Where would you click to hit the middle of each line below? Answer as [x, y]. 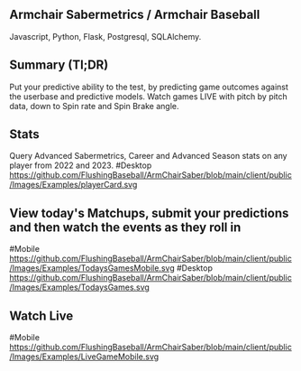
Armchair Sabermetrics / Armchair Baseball [135, 15]
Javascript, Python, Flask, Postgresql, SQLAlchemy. [105, 36]
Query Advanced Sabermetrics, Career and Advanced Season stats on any [148, 156]
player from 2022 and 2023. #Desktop [81, 165]
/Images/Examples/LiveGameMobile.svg [84, 357]
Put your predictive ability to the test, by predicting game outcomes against [149, 87]
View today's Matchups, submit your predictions [149, 213]
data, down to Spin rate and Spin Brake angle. [94, 106]
